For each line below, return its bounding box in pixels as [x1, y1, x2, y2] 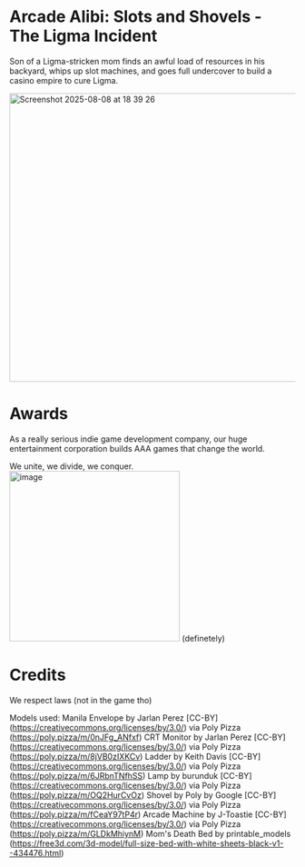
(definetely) [181, 633, 225, 643]
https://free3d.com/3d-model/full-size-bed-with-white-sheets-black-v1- [12, 838, 284, 849]
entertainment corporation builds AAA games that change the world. [9, 443, 265, 453]
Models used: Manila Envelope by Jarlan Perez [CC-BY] [9, 712, 219, 723]
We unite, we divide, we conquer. [9, 461, 134, 472]
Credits [9, 665, 66, 685]
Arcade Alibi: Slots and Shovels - [9, 6, 262, 27]
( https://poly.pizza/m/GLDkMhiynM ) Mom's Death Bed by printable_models [9, 828, 291, 839]
